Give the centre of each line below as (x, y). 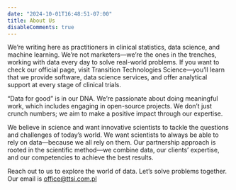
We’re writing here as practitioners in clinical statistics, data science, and (114, 47)
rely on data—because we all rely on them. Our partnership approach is (112, 142)
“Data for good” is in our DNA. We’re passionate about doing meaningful (113, 99)
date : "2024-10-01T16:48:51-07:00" (60, 14)
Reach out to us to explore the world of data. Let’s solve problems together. (117, 172)
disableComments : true (41, 27)
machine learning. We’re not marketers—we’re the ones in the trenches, (112, 55)
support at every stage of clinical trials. (64, 85)
